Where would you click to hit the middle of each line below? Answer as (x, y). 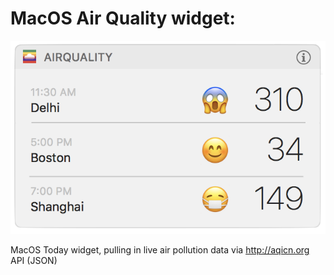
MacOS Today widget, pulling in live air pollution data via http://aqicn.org (160, 250)
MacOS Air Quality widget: (123, 18)
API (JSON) (34, 261)
